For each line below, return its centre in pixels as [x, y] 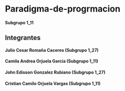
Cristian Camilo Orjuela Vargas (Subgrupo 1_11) [53, 83]
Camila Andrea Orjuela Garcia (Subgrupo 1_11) [52, 61]
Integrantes [23, 38]
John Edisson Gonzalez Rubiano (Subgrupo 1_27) [55, 72]
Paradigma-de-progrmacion [63, 9]
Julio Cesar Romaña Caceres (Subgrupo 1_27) [52, 50]
